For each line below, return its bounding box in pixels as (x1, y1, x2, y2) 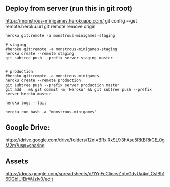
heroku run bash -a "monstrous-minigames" (5, 109, 97, 114)
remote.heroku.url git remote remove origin (5, 23, 96, 29)
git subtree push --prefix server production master (5, 82, 120, 88)
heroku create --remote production (5, 78, 81, 83)
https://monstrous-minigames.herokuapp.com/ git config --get (5, 17, 137, 24)
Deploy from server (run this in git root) (5, 4, 133, 13)
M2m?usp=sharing (5, 142, 45, 148)
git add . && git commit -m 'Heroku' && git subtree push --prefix (5, 87, 152, 92)
